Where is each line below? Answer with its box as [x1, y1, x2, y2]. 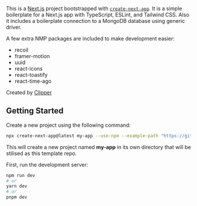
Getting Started [6, 106, 64, 116]
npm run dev [6, 173, 35, 178]
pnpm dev [6, 194, 28, 200]
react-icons [14, 65, 43, 72]
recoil [14, 46, 29, 53]
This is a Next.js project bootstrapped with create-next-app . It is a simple [6, 5, 183, 12]
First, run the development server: [6, 161, 89, 168]
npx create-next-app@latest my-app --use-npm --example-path [6, 133, 159, 139]
